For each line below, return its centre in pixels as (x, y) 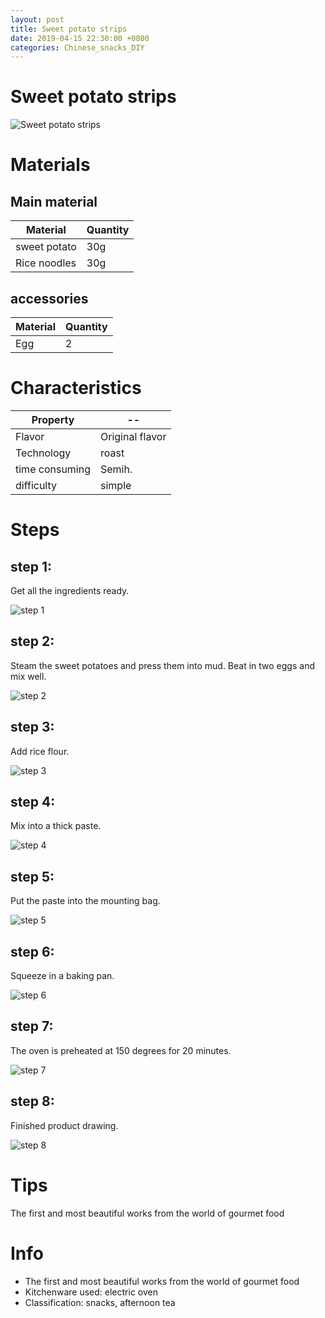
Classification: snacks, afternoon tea (100, 1302)
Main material (54, 201)
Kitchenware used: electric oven (91, 1292)
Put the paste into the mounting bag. (85, 901)
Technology (43, 453)
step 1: (31, 566)
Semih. (116, 469)
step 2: (32, 641)
